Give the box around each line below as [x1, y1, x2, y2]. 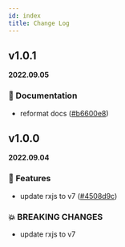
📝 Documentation [8, 90, 78, 101]
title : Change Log [8, 19, 70, 27]
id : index [8, 11, 42, 20]
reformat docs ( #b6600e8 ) [19, 108, 110, 118]
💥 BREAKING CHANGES [8, 211, 103, 222]
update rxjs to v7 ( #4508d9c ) [19, 191, 118, 200]
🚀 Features [8, 173, 51, 184]
